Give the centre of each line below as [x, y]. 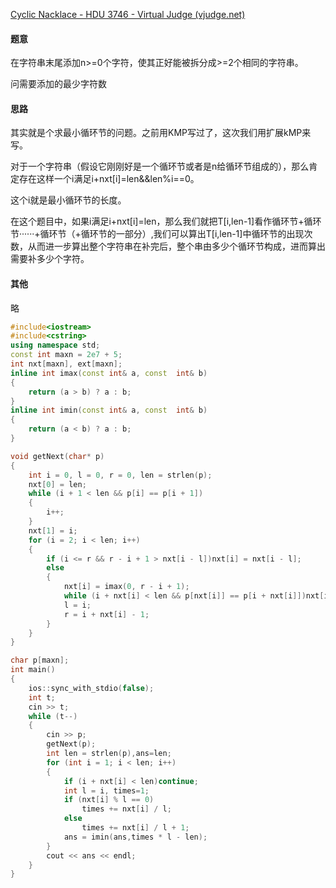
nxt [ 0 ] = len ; [57, 484]
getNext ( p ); [71, 744]
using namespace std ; [55, 345]
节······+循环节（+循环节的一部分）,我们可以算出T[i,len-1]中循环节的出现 [157, 234]
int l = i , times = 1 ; [106, 790]
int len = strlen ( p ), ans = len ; [109, 754]
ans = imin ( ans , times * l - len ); [135, 837]
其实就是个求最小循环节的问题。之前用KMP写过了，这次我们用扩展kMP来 [161, 133]
